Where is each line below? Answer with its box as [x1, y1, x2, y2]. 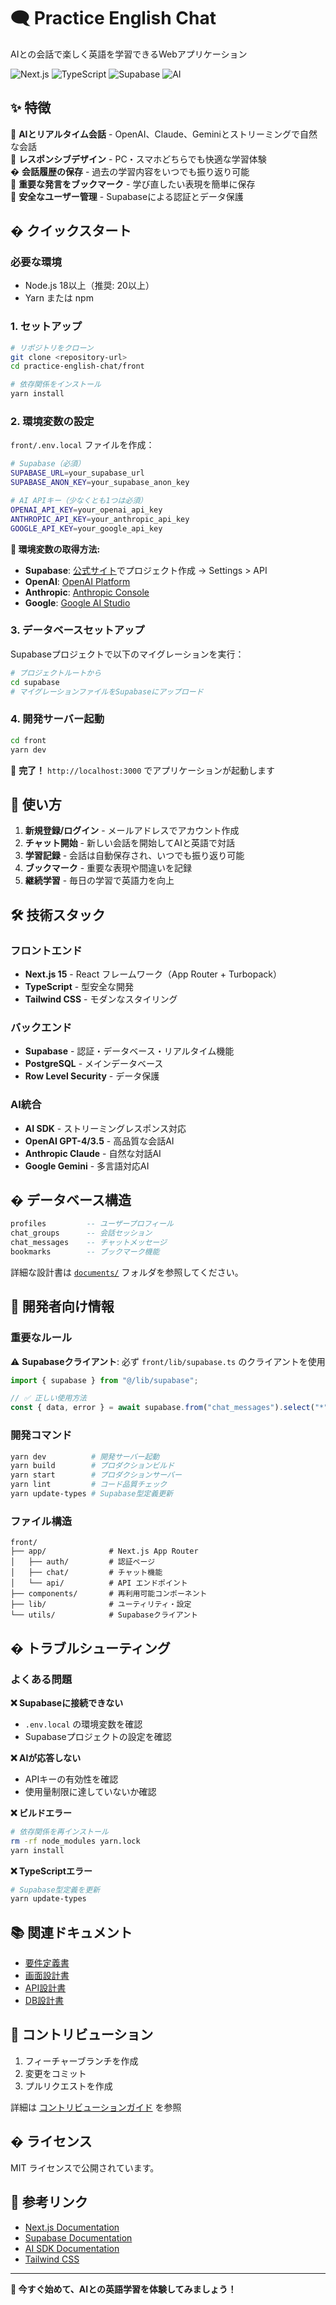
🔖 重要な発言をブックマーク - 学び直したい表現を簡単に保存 [10, 178, 256, 190]
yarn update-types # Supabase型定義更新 [10, 1489, 173, 1499]
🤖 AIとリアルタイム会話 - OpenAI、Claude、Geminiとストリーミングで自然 [10, 128, 318, 140]
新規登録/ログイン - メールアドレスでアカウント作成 [24, 825, 240, 837]
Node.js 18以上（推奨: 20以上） [24, 280, 155, 292]
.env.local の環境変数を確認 [24, 1718, 143, 1730]
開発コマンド [10, 1428, 73, 1442]
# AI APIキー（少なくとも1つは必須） [10, 496, 148, 506]
